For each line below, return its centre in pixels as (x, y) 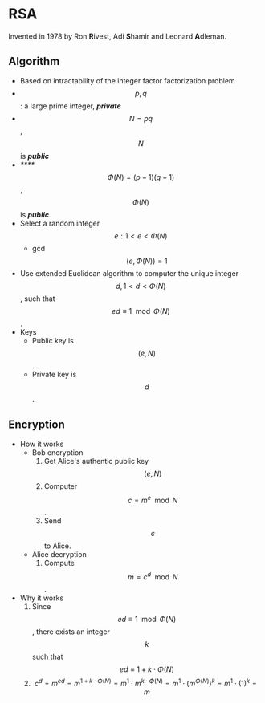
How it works (42, 444)
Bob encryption (57, 452)
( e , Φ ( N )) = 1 (147, 261)
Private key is (54, 374)
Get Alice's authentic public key (96, 461)
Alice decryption (59, 555)
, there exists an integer (71, 632)
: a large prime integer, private (71, 106)
